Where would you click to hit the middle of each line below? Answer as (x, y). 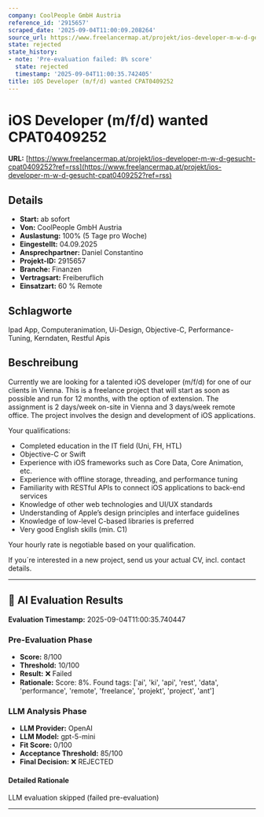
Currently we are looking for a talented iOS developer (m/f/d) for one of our (130, 382)
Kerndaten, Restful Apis (72, 338)
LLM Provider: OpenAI (56, 728)
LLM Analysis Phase (48, 711)
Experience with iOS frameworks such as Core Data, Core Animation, (131, 462)
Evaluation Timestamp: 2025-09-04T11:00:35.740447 (97, 619)
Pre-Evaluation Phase (50, 640)
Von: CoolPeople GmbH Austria (71, 227)
